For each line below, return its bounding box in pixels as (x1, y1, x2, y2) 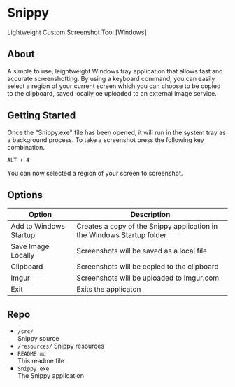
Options (7, 189, 43, 201)
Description (130, 210, 171, 220)
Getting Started (7, 110, 76, 122)
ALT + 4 (7, 156, 30, 164)
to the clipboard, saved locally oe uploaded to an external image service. (7, 89, 217, 97)
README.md (17, 351, 47, 358)
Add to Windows (10, 222, 65, 232)
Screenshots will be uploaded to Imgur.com (76, 273, 220, 283)
